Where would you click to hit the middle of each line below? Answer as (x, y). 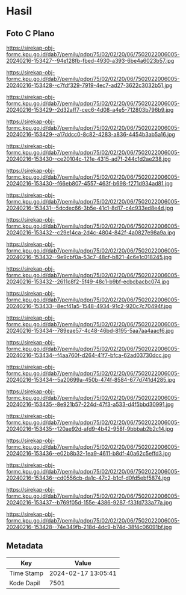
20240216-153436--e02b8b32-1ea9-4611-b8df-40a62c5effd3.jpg (89, 453)
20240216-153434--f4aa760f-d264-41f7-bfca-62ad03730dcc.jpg (89, 355)
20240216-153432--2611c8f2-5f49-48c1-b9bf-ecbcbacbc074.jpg (88, 281)
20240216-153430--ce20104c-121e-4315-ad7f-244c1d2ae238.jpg (89, 159)
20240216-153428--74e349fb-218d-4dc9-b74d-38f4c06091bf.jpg (89, 527)
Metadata (25, 546)
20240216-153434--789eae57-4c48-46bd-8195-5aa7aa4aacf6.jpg (90, 331)
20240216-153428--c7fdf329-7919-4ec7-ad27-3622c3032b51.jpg (89, 85)
